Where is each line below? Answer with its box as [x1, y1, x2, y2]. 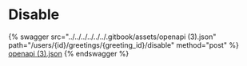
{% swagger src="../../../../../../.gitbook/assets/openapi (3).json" [8, 32, 217, 41]
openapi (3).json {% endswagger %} [8, 49, 129, 58]
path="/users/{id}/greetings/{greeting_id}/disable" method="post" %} [8, 40, 240, 49]
